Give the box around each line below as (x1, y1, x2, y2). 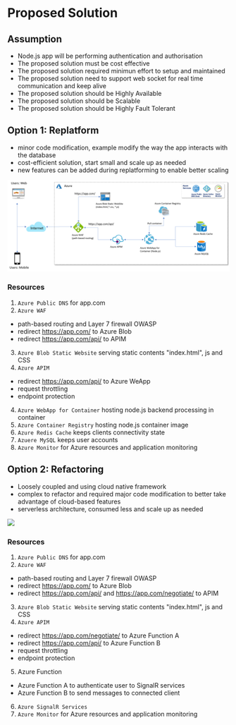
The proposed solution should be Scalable (17, 97, 141, 105)
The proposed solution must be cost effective (17, 59, 150, 68)
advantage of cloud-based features (17, 497, 121, 506)
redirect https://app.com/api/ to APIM (17, 334, 127, 343)
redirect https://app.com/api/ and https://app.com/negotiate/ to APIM (17, 589, 219, 597)
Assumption (7, 33, 62, 45)
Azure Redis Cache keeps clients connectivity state (17, 428, 166, 437)
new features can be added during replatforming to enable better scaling (17, 166, 229, 174)
